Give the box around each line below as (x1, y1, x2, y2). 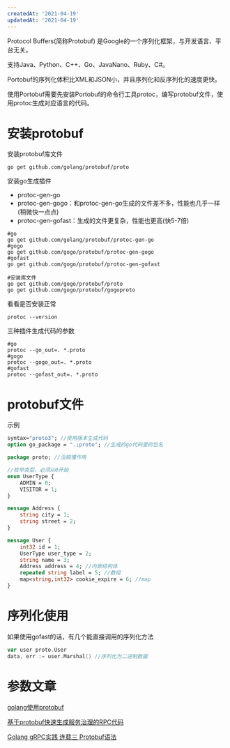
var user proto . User (7, 646, 68, 653)
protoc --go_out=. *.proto (7, 346, 86, 354)
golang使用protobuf (7, 703, 64, 711)
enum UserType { (7, 473, 54, 480)
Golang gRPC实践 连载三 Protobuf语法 (7, 733, 117, 741)
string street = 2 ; (20, 518, 77, 525)
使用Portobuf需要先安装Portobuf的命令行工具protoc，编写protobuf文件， (7, 90, 217, 98)
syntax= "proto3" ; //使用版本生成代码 (7, 435, 109, 442)
